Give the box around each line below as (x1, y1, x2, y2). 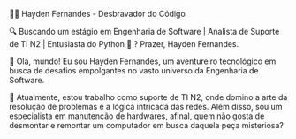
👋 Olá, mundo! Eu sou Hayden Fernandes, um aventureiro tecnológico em (9, 56, 277, 66)
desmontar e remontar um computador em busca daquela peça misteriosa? (9, 120, 285, 130)
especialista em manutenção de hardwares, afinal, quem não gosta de (9, 111, 265, 121)
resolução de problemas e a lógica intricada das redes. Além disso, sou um (9, 102, 283, 112)
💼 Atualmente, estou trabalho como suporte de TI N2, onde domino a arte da (9, 92, 288, 102)
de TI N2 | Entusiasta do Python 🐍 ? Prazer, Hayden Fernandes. (9, 39, 239, 49)
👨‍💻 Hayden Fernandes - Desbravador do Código (9, 9, 186, 19)
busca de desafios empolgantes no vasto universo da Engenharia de (9, 66, 259, 75)
